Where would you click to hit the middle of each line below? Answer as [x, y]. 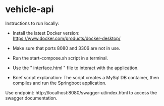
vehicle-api [30, 9]
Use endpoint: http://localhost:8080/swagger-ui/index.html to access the [81, 92]
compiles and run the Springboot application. [60, 83]
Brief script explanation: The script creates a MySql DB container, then [86, 77]
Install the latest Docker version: [46, 33]
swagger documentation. [31, 98]
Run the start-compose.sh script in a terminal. [60, 58]
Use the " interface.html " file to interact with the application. [75, 68]
